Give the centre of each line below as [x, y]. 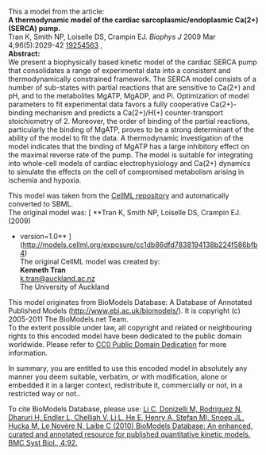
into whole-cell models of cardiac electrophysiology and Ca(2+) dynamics [129, 163]
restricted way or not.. [44, 393]
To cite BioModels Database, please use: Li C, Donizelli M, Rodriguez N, [125, 409]
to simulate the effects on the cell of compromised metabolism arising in [126, 172]
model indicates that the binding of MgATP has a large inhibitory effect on [129, 147]
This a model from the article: [56, 12]
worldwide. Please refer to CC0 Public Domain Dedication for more [118, 344]
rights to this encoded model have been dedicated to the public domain [125, 336]
